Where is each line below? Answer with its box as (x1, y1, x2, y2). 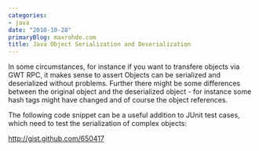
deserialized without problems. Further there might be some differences (8, 79, 241, 88)
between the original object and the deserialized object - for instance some (8, 87, 252, 96)
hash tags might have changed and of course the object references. (8, 95, 228, 105)
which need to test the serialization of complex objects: (8, 119, 187, 128)
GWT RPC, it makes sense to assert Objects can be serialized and (8, 70, 221, 80)
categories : (8, 11, 47, 20)
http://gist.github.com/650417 (8, 134, 104, 143)
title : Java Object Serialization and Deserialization (8, 41, 192, 49)
